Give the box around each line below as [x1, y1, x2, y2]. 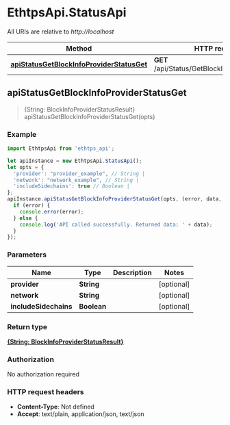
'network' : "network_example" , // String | [13, 177, 139, 183]
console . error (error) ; [19, 208, 84, 215]
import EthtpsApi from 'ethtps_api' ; [7, 145, 115, 152]
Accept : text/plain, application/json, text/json [16, 410, 145, 418]
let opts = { [7, 164, 44, 170]
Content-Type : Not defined [16, 402, 94, 411]
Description [112, 268, 152, 277]
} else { [13, 214, 38, 222]
